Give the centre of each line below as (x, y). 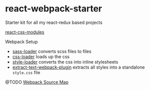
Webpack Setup (22, 42)
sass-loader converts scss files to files (52, 51)
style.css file (26, 72)
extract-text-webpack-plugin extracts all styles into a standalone (78, 67)
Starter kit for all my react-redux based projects (54, 22)
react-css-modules (25, 32)
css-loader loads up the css (41, 56)
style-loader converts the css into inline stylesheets (65, 62)
